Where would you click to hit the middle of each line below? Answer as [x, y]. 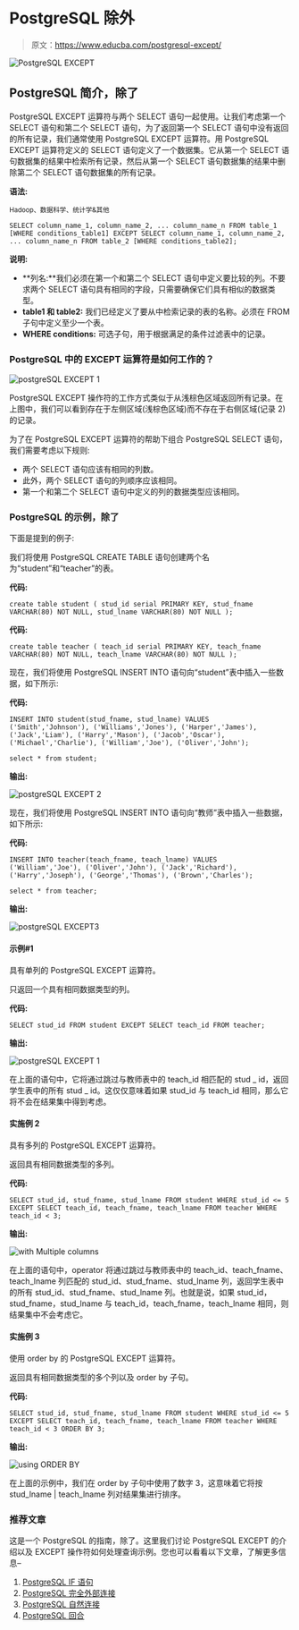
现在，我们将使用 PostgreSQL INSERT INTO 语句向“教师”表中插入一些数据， [148, 813]
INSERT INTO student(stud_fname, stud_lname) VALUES [109, 720]
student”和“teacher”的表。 [70, 568]
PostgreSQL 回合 [53, 1616]
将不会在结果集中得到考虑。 [60, 1101]
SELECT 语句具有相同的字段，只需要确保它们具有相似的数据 [158, 289]
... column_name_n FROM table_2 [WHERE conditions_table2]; [124, 241]
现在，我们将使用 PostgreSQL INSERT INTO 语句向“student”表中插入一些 [143, 673]
